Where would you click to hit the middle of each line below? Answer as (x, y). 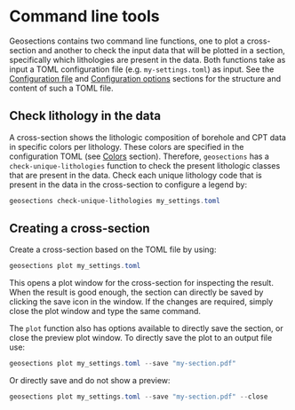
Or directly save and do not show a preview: (90, 381)
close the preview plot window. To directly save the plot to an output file (141, 338)
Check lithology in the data (85, 116)
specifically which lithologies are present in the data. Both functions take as (147, 59)
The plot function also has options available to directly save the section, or (146, 328)
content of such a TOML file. (61, 88)
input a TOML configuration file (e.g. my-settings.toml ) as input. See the (142, 69)
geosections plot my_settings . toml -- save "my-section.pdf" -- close (139, 397)
